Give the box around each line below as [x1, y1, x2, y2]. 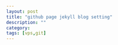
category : [6, 25, 31, 31]
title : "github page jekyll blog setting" [6, 14, 113, 20]
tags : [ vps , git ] [6, 30, 46, 36]
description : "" [6, 19, 46, 25]
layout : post [6, 8, 39, 15]
